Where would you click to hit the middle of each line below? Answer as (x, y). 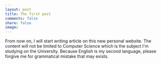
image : (12, 27)
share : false (18, 23)
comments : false (21, 18)
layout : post (18, 9)
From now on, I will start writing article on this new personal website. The (78, 41)
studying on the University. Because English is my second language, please (81, 51)
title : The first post (28, 14)
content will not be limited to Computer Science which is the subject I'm (77, 46)
